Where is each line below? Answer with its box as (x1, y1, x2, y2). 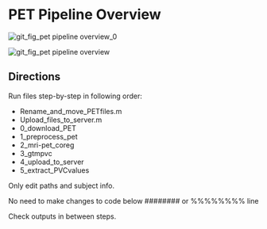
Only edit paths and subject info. (8, 181, 115, 190)
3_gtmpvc (19, 148, 53, 158)
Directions (8, 70, 61, 84)
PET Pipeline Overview (8, 6, 161, 24)
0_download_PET (19, 123, 77, 132)
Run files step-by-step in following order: (8, 91, 143, 101)
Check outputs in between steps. (8, 212, 117, 221)
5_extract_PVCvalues (19, 165, 90, 175)
